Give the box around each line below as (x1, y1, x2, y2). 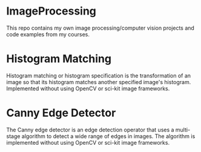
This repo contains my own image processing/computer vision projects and (6, 24, 195, 31)
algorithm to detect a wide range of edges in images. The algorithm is (21, 132, 196, 140)
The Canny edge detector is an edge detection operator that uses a (6, 126, 174, 133)
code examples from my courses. (6, 30, 90, 38)
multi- (175, 126, 191, 133)
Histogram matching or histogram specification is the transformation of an (6, 71, 191, 79)
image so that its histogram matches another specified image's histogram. (6, 78, 191, 85)
